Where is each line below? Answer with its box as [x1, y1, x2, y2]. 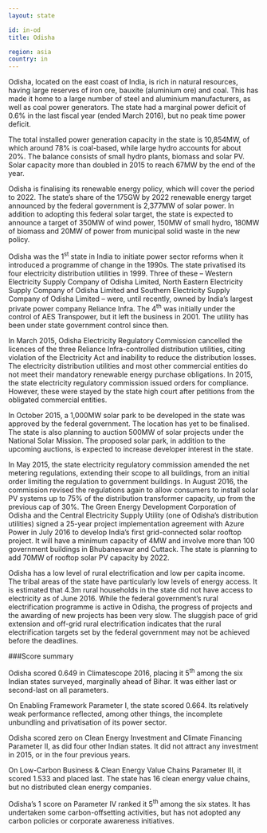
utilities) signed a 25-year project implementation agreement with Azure [8, 519, 245, 529]
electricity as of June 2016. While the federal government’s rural [8, 594, 219, 604]
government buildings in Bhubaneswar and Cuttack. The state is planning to [8, 545, 257, 554]
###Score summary [8, 651, 74, 661]
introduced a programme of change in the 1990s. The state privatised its [8, 260, 245, 269]
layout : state [8, 11, 56, 20]
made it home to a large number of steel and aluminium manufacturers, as [8, 94, 251, 104]
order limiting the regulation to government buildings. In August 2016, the [8, 477, 249, 487]
